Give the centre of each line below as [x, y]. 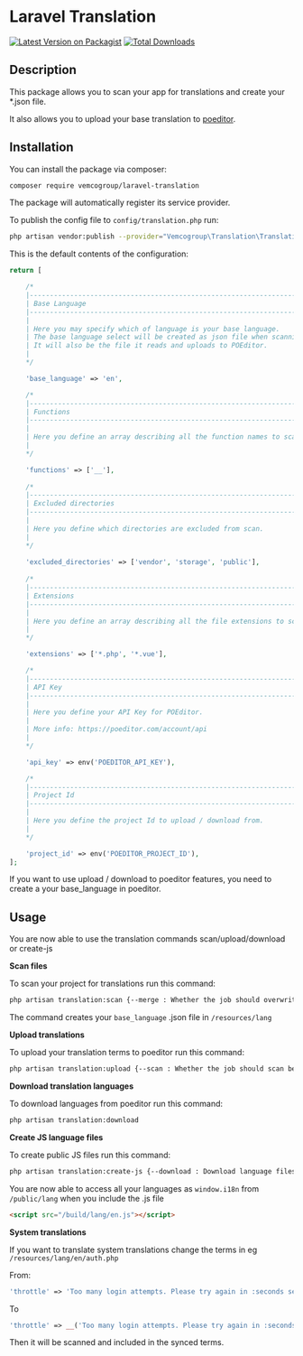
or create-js [31, 949]
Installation [41, 148]
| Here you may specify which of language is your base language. [153, 329]
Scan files [28, 966]
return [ [26, 271]
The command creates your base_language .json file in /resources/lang [141, 1017]
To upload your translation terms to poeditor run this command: [127, 1053]
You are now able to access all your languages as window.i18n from [134, 1188]
